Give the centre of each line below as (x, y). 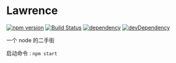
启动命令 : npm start (32, 53)
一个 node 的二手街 (31, 40)
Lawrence (32, 11)
